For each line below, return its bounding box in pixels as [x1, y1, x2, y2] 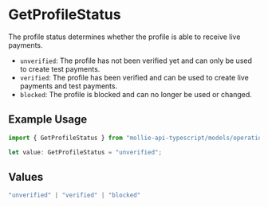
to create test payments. [19, 64, 100, 73]
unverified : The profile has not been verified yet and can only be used [19, 56, 253, 65]
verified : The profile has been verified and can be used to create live [19, 72, 249, 82]
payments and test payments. [19, 81, 118, 91]
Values [8, 170, 44, 184]
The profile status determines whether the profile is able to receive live [8, 32, 241, 41]
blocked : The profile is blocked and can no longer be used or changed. [19, 89, 253, 99]
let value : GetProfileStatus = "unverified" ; [8, 148, 162, 156]
